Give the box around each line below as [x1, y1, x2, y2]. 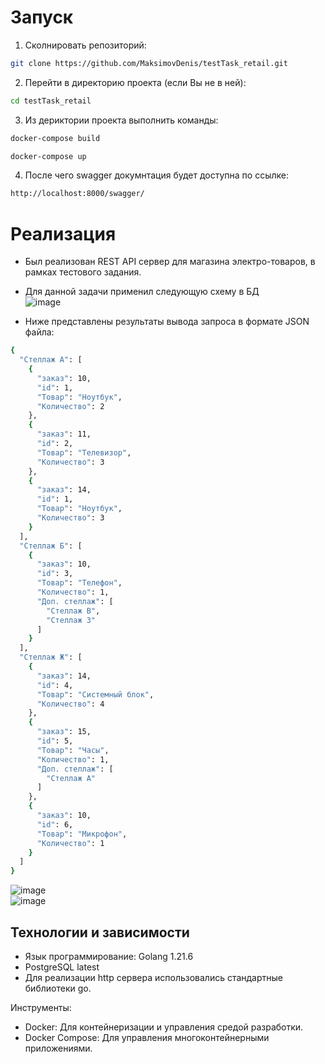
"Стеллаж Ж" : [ [19, 652, 83, 663]
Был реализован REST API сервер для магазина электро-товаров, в [24, 256, 316, 268]
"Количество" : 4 [36, 699, 105, 709]
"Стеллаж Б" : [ [19, 541, 83, 551]
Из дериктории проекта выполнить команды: [24, 114, 219, 126]
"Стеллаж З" [46, 615, 97, 625]
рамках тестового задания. [24, 266, 142, 278]
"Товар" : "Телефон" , [36, 578, 123, 588]
